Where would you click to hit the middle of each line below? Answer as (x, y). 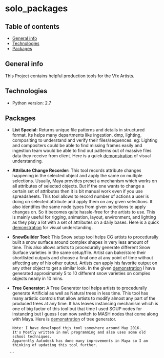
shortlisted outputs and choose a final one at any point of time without (82, 258)
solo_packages (37, 9)
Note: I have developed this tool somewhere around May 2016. (77, 328)
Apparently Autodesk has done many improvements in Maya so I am (80, 341)
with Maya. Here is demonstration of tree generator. (64, 319)
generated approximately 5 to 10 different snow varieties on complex (81, 274)
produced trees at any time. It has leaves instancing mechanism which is (85, 304)
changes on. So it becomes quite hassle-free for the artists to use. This (83, 212)
